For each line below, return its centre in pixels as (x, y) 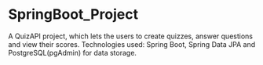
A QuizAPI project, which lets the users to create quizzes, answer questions (131, 36)
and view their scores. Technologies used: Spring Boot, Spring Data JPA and (132, 44)
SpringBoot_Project (73, 14)
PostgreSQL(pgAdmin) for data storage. (73, 52)
